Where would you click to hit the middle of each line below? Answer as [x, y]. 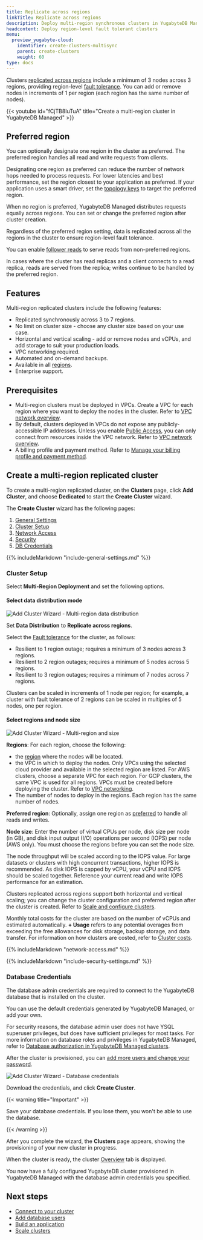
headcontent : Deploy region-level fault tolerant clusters [82, 29]
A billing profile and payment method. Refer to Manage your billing [98, 450]
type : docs [20, 62]
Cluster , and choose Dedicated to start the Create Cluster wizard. [89, 496]
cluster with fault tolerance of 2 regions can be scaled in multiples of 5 [94, 699]
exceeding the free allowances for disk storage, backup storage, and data [98, 931]
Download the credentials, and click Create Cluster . [71, 1088]
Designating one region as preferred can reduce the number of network [95, 169]
